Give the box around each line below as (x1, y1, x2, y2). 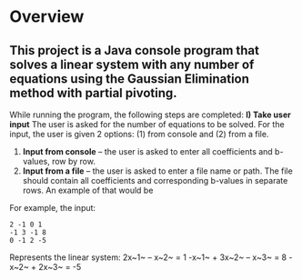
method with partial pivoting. (9, 85, 177, 101)
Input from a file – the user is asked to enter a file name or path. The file (22, 165, 293, 176)
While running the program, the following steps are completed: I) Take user (9, 109, 291, 120)
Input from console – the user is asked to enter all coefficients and (22, 146, 273, 156)
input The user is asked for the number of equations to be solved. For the (9, 119, 285, 129)
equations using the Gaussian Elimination (9, 71, 250, 86)
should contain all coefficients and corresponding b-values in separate (22, 175, 288, 185)
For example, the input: (9, 203, 96, 213)
